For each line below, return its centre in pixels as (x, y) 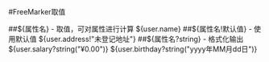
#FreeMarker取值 (37, 12)
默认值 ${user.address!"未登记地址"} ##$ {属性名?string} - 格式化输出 (129, 39)
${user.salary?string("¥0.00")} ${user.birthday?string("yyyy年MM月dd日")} (133, 49)
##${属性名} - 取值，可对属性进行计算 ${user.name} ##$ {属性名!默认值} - (130, 29)
